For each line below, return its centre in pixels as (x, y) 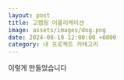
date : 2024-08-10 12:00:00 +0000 (62, 37)
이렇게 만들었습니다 (37, 68)
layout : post (29, 15)
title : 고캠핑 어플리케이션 (46, 23)
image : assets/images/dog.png (57, 30)
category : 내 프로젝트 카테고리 (53, 45)
